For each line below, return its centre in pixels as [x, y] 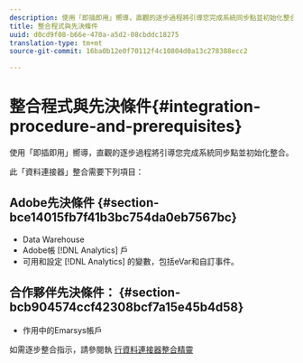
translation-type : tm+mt [56, 43]
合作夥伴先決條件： [63, 293]
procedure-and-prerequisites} [126, 126]
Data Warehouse [53, 239]
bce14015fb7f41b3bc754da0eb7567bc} [123, 218]
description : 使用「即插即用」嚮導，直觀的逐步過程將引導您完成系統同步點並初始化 [147, 18]
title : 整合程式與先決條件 [54, 26]
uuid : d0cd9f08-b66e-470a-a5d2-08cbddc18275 [94, 34]
